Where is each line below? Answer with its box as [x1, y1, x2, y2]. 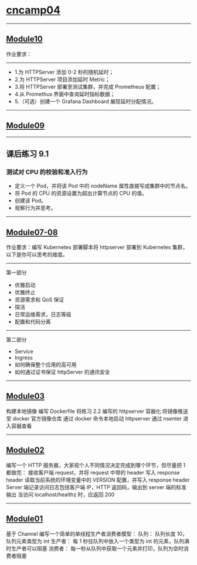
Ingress [14, 354, 33, 361]
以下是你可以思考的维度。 [6, 251, 68, 258]
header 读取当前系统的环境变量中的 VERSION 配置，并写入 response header [6, 476, 191, 483]
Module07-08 [6, 227, 58, 237]
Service [14, 348, 33, 355]
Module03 [6, 391, 45, 401]
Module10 [6, 34, 43, 44]
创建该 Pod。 [14, 197, 47, 204]
